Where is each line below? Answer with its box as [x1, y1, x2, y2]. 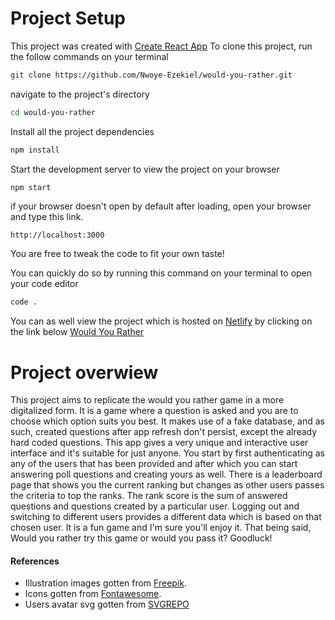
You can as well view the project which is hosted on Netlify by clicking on [10, 315, 313, 327]
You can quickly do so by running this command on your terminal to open [10, 267, 313, 279]
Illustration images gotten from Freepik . [24, 577, 187, 589]
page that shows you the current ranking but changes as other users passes [10, 479, 325, 491]
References [10, 555, 60, 567]
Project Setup [10, 7, 127, 30]
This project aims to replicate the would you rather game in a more [10, 394, 285, 406]
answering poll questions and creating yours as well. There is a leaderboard [10, 468, 323, 481]
